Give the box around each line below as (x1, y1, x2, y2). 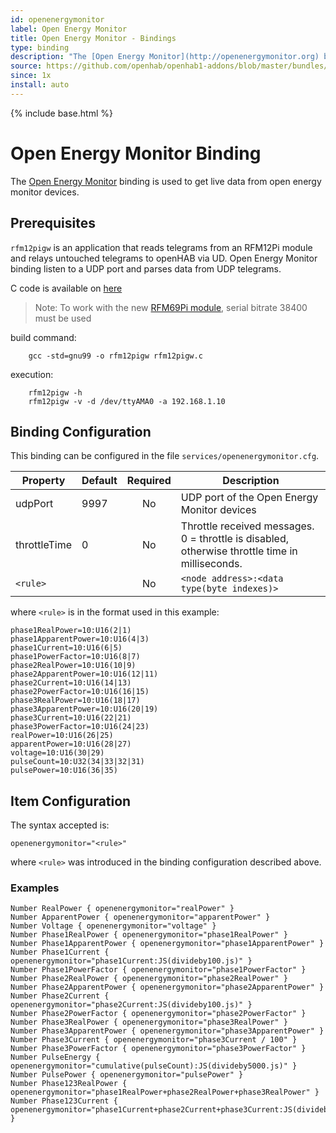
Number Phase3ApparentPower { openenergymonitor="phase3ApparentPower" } (10, 1026, 325, 1036)
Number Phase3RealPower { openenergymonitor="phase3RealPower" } (10, 1017, 288, 1028)
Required (126, 474, 172, 488)
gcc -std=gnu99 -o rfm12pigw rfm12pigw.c (28, 351, 203, 361)
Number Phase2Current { (10, 991, 110, 1001)
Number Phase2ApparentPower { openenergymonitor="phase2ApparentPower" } (10, 982, 325, 993)
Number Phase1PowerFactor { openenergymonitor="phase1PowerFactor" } (10, 965, 307, 975)
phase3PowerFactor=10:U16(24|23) (10, 722, 150, 732)
